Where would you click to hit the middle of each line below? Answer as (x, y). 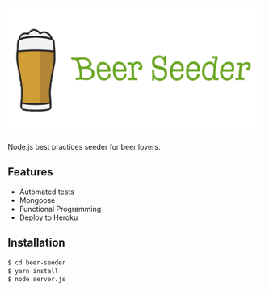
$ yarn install (33, 271)
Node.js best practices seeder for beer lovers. (84, 147)
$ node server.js (37, 280)
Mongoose (37, 200)
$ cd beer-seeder (37, 262)
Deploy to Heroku (48, 217)
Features (30, 172)
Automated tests (46, 192)
